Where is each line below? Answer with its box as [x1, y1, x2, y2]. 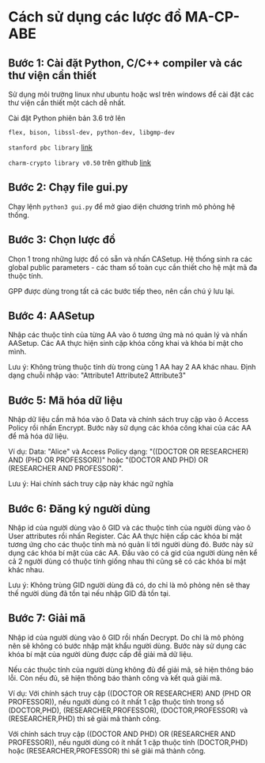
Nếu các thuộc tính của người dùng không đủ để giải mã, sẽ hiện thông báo [8, 665, 254, 674]
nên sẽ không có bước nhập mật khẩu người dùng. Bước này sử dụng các [8, 641, 247, 651]
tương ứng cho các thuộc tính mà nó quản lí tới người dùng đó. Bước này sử [8, 540, 254, 549]
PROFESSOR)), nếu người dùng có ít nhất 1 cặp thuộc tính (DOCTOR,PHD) [8, 737, 248, 747]
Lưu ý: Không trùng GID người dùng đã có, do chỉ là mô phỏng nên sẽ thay [8, 580, 251, 590]
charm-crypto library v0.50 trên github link [8, 158, 152, 167]
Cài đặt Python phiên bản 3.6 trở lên [8, 113, 126, 123]
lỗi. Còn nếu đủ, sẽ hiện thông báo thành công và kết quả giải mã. [8, 673, 222, 682]
